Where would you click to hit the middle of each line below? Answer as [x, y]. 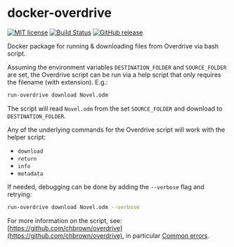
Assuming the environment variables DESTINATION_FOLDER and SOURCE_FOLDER [117, 67]
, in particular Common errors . [165, 235]
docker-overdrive [60, 13]
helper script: [27, 137]
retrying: [20, 194]
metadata [30, 174]
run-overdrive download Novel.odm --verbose [73, 207]
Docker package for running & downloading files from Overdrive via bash [113, 46]
